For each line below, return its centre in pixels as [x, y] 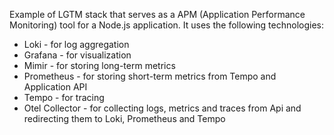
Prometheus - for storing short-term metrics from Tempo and [150, 76]
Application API [55, 87]
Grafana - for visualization [77, 55]
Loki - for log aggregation [76, 44]
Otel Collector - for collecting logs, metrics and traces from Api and [162, 108]
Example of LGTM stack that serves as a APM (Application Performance [157, 14]
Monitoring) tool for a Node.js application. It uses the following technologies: [167, 25]
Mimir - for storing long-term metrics [99, 65]
